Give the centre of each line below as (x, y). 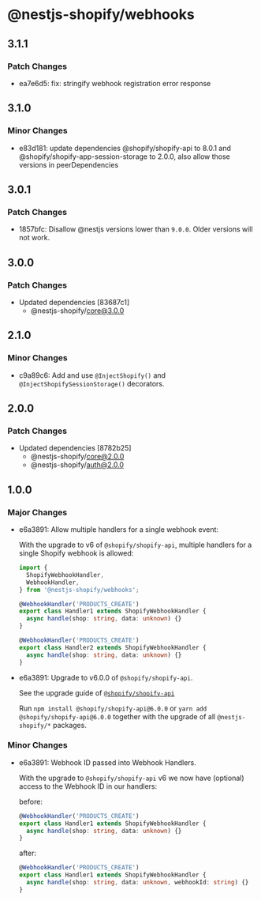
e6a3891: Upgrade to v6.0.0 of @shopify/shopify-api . (106, 677)
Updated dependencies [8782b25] (75, 448)
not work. (34, 238)
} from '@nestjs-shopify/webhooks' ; (79, 590)
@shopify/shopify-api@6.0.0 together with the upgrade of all (117, 716)
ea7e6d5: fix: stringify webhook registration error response (115, 83)
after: (28, 853)
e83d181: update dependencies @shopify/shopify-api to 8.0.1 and (125, 148)
